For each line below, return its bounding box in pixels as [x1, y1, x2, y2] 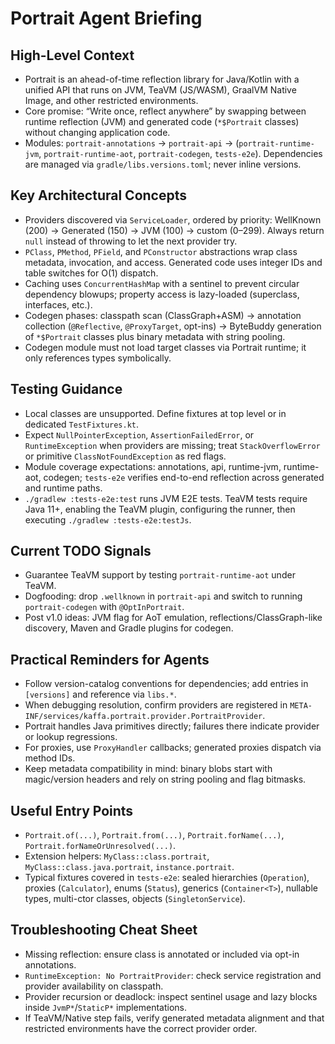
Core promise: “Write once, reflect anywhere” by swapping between [24, 105, 307, 117]
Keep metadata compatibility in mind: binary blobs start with [24, 763, 273, 775]
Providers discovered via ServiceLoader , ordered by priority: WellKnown [24, 213, 322, 226]
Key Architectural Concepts [10, 187, 187, 204]
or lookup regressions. [24, 731, 118, 743]
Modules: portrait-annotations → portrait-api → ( [24, 137, 240, 149]
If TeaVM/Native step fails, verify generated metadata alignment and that [24, 1012, 325, 1024]
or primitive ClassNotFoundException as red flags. [24, 450, 227, 462]
